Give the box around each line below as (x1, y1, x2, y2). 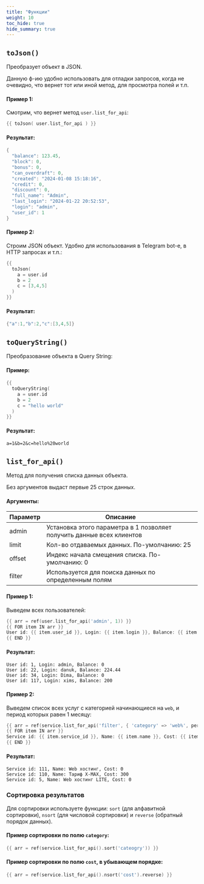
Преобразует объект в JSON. (6, 63, 83, 71)
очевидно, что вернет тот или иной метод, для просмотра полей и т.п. (6, 82, 189, 89)
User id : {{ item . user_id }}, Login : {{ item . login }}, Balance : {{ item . (6, 629, 200, 635)
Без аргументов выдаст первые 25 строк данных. (6, 484, 135, 491)
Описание (105, 513, 137, 522)
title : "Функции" (6, 9, 50, 15)
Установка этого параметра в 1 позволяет (46, 523, 172, 532)
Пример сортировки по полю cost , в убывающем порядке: (6, 858, 163, 866)
